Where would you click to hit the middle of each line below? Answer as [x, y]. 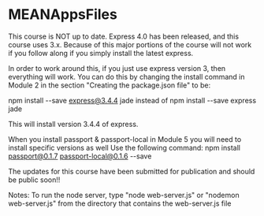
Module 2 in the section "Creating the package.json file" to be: [110, 85]
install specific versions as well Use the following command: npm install [124, 147]
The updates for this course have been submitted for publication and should [132, 171]
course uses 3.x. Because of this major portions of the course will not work [130, 44]
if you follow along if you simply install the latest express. [101, 53]
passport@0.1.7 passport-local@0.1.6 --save [80, 156]
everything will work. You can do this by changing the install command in [127, 76]
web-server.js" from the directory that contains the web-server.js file [120, 203]
